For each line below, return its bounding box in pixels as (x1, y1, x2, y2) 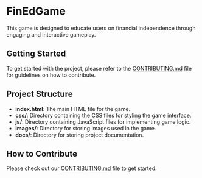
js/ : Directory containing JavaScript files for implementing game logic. (15, 118, 191, 126)
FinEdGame (6, 4, 66, 18)
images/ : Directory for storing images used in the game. (15, 124, 156, 132)
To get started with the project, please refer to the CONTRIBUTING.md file (6, 65, 192, 72)
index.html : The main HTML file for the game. (15, 105, 131, 112)
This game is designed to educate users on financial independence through (6, 24, 196, 32)
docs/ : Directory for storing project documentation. (15, 131, 144, 138)
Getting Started (6, 49, 66, 59)
